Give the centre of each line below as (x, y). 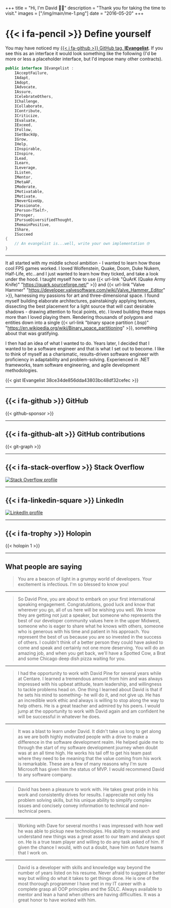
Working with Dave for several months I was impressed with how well (90, 825)
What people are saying (44, 566)
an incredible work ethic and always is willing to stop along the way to (91, 700)
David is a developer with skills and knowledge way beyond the (84, 867)
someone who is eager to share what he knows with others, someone (91, 626)
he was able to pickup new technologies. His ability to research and (89, 831)
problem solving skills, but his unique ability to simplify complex (84, 800)
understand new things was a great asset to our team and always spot (91, 836)
